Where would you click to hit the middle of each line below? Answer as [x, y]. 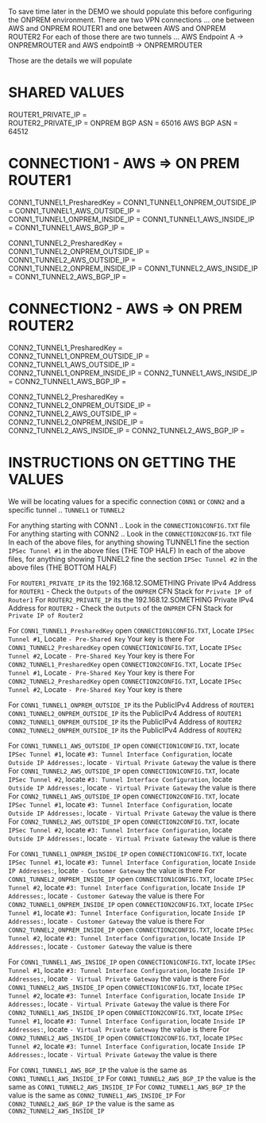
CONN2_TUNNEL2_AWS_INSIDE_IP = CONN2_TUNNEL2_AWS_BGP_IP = [127, 430]
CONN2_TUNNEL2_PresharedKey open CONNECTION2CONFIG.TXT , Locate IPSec [125, 681]
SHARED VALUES [66, 92]
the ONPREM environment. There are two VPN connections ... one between [131, 20]
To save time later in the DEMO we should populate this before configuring [130, 12]
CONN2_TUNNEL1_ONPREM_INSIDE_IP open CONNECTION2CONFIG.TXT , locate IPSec [131, 904]
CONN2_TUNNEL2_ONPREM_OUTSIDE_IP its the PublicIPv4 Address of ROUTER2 [125, 730]
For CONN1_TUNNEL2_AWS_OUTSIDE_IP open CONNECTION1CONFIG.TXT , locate [124, 771]
